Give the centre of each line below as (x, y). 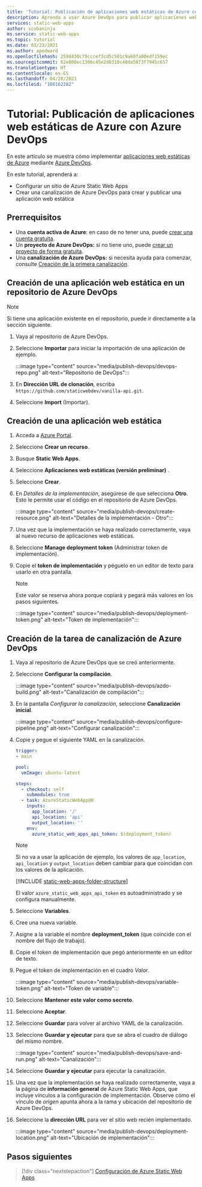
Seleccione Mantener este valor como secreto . (74, 1000)
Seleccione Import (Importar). (52, 402)
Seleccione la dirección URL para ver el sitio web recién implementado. (104, 1120)
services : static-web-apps (40, 23)
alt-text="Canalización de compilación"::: (93, 692)
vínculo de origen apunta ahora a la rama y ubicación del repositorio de (104, 1102)
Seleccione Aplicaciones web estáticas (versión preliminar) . (92, 470)
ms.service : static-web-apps (43, 34)
